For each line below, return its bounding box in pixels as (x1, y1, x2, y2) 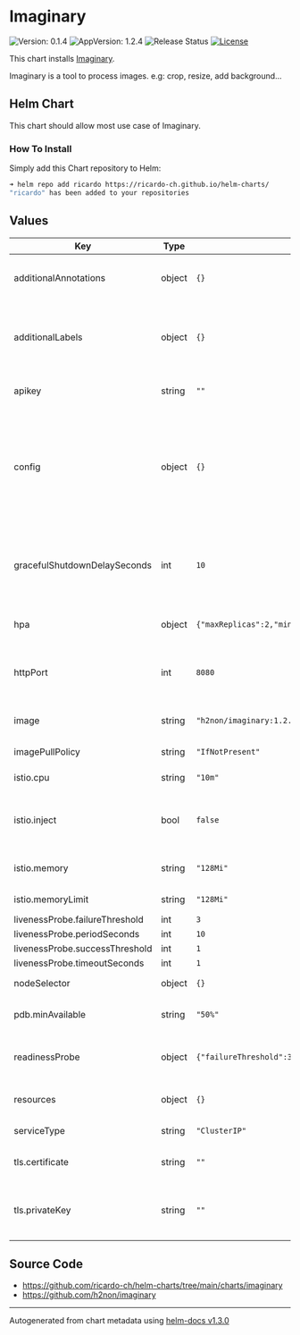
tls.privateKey (13, 1204, 71, 1216)
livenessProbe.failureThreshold (13, 913, 145, 925)
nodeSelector (13, 976, 71, 989)
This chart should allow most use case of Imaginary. (9, 120, 201, 131)
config (13, 460, 41, 473)
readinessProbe (13, 1051, 80, 1063)
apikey (13, 384, 42, 397)
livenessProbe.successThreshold (13, 942, 153, 954)
